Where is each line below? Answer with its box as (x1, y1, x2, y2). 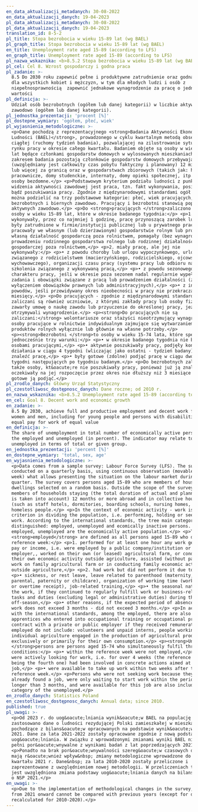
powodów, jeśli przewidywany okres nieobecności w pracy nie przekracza (11, 288, 194, 294)
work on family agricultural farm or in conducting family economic (11, 562, 183, 568)
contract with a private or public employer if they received (11, 622, 167, 628)
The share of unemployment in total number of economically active (11, 430, 181, 436)
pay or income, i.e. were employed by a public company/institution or (11, 545, 192, 551)
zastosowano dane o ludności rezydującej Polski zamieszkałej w (11, 720, 173, 726)
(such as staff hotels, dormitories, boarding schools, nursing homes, (11, 501, 192, 507)
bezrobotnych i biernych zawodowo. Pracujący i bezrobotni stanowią (11, 200, 183, 206)
